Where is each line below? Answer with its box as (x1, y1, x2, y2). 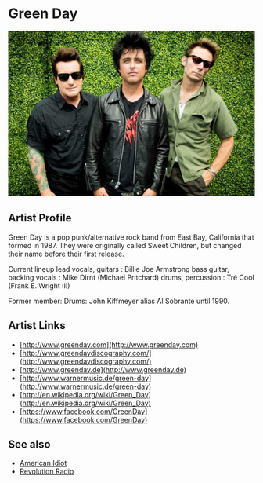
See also (8, 437, 51, 451)
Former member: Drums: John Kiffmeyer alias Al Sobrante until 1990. (8, 296, 230, 306)
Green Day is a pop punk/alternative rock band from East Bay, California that (8, 232, 254, 242)
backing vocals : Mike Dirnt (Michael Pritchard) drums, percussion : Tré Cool (8, 273, 254, 282)
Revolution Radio (19, 467, 74, 476)
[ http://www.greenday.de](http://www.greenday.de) (19, 364, 186, 374)
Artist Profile (8, 211, 72, 225)
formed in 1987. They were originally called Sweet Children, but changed (8, 240, 242, 250)
